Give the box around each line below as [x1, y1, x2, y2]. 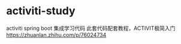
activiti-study [6, 4, 76, 18]
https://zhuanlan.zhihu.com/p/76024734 [6, 31, 107, 38]
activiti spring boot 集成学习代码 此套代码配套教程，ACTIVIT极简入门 [6, 24, 176, 32]
